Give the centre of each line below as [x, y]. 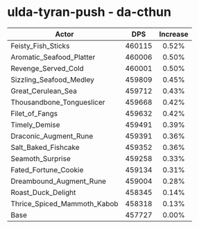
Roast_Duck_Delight [43, 192]
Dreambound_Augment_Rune [58, 181]
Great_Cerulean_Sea [44, 91]
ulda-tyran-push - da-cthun [89, 12]
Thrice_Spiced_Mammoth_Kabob [65, 203]
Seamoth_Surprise [41, 158]
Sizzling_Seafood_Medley [53, 79]
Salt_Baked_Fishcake [45, 147]
